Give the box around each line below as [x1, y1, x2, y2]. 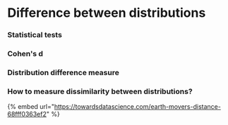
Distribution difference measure [7, 67, 120, 77]
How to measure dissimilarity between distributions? [7, 86, 193, 96]
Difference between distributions [7, 5, 206, 21]
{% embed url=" [7, 103, 55, 111]
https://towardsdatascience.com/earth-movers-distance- [54, 103, 221, 111]
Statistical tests [7, 30, 62, 40]
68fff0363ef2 [7, 110, 47, 119]
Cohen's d [7, 49, 44, 59]
